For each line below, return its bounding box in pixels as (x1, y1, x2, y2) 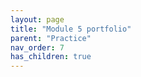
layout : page (10, 14, 65, 25)
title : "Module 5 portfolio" (10, 24, 132, 34)
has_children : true (10, 52, 92, 62)
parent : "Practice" (10, 33, 92, 43)
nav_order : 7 (10, 42, 65, 53)
